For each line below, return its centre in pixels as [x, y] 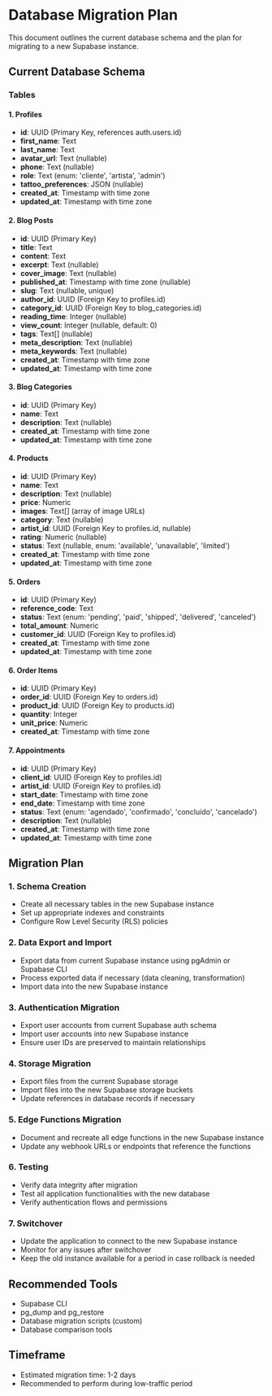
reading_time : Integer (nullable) [73, 316]
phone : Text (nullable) [57, 167]
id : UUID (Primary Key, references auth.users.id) [101, 133]
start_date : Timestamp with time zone [84, 794]
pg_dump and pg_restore [62, 1312]
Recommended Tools [63, 1284]
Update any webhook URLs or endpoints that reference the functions [136, 1146]
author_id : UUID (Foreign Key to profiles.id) [93, 299]
